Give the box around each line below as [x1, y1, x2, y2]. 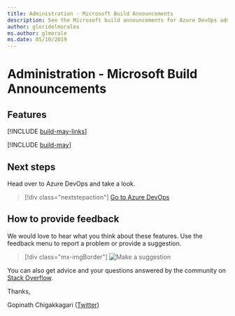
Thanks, [7, 287, 31, 295]
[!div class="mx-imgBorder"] [24, 253, 108, 261]
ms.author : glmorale [7, 29, 68, 37]
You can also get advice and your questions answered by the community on [7, 266, 226, 274]
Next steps [7, 161, 56, 173]
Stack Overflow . [7, 273, 54, 282]
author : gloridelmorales [7, 23, 80, 30]
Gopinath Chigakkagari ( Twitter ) [7, 301, 100, 309]
